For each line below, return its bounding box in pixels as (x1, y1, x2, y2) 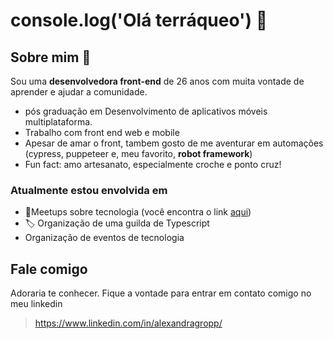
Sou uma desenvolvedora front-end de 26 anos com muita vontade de (10, 75, 305, 87)
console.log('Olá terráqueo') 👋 (10, 9, 268, 32)
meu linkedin (10, 298, 63, 310)
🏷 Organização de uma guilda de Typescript (24, 217, 210, 229)
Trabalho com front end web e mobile (24, 127, 180, 138)
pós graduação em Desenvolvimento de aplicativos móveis (24, 105, 268, 117)
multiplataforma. (24, 116, 93, 128)
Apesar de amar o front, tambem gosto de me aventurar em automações (24, 137, 324, 149)
